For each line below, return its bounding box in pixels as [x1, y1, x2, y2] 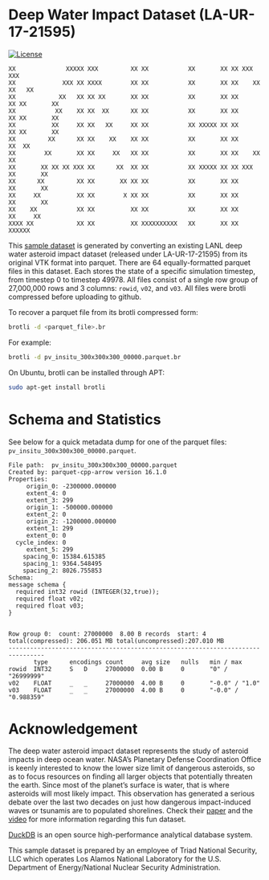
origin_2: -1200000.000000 [26, 517, 116, 526]
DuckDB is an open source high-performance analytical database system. [8, 830, 253, 840]
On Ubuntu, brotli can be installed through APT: [8, 367, 165, 377]
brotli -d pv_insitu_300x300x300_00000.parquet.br [8, 353, 181, 361]
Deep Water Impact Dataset [8, 6, 196, 24]
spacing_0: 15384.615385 [22, 552, 106, 560]
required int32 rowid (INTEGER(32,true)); [15, 587, 160, 596]
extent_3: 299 [26, 496, 74, 504]
